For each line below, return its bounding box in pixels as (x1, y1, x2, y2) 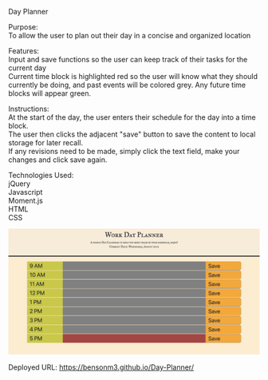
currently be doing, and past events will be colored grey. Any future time (8, 80, 246, 89)
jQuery (8, 179, 30, 188)
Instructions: (8, 104, 49, 113)
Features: (8, 46, 40, 55)
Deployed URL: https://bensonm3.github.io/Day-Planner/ (8, 362, 194, 372)
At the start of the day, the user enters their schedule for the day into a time (8, 113, 257, 122)
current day (8, 63, 46, 73)
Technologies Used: (8, 171, 74, 180)
